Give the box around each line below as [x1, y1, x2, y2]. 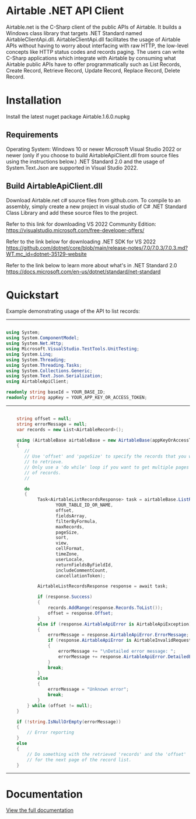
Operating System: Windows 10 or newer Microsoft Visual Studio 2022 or [6, 145, 182, 153]
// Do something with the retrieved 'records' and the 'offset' [27, 751, 187, 757]
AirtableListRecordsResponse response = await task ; [37, 583, 168, 589]
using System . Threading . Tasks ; [6, 362, 82, 368]
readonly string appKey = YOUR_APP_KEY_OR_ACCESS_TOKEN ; [6, 395, 148, 401]
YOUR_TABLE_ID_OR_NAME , [55, 502, 114, 508]
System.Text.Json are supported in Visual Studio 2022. [6, 164, 138, 171]
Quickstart [6, 288, 60, 302]
